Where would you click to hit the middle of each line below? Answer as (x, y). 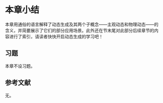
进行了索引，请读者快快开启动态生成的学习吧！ (56, 36)
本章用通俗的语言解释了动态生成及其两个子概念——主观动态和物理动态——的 (82, 24)
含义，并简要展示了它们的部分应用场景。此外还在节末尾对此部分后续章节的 (80, 30)
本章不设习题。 (20, 66)
